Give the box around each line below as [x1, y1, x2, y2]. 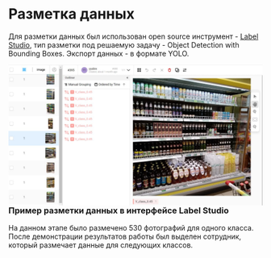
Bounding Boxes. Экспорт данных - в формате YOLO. [8, 48, 190, 58]
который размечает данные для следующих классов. [8, 240, 194, 250]
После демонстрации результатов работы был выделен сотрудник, [8, 231, 242, 242]
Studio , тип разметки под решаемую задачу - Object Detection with [8, 40, 240, 49]
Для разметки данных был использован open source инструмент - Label [8, 31, 259, 41]
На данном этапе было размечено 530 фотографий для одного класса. [8, 223, 254, 233]
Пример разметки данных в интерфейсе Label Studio [8, 205, 229, 216]
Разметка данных [8, 5, 135, 23]
